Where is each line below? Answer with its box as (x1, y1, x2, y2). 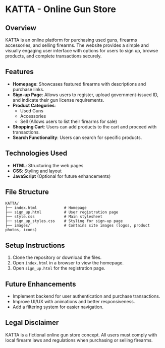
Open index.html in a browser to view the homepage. (12, 260, 124, 266)
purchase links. (12, 86, 44, 92)
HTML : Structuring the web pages (12, 162, 84, 168)
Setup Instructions (5, 241, 65, 250)
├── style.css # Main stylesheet (5, 214, 102, 220)
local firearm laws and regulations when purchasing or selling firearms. (5, 337, 153, 343)
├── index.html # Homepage (5, 205, 87, 211)
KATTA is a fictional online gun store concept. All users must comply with (5, 331, 157, 338)
